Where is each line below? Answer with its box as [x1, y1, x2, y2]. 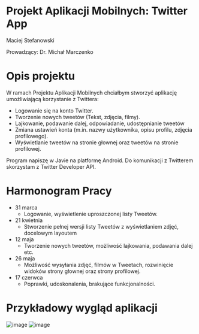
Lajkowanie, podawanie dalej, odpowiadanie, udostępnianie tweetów [14, 120, 185, 127]
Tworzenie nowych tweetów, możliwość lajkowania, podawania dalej [23, 242, 193, 249]
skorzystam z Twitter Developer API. [6, 163, 97, 170]
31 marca [14, 204, 38, 211]
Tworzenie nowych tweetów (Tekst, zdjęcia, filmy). [14, 113, 140, 120]
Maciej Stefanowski [6, 37, 55, 44]
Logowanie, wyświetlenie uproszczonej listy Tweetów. [23, 210, 158, 217]
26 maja [14, 254, 35, 262]
